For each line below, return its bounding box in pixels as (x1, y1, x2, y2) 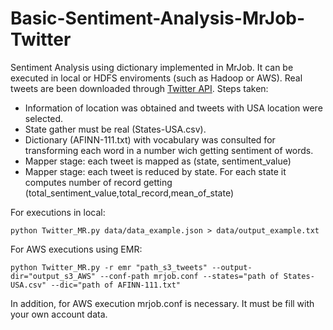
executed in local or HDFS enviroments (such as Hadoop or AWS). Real (10, 72, 303, 84)
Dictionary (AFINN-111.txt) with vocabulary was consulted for (24, 133, 276, 146)
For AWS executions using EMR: (10, 243, 143, 255)
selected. (24, 112, 64, 124)
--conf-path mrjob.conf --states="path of (99, 271, 280, 281)
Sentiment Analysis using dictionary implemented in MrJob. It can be (10, 61, 294, 73)
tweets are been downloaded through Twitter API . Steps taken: (10, 82, 269, 94)
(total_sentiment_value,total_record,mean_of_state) (24, 187, 235, 199)
